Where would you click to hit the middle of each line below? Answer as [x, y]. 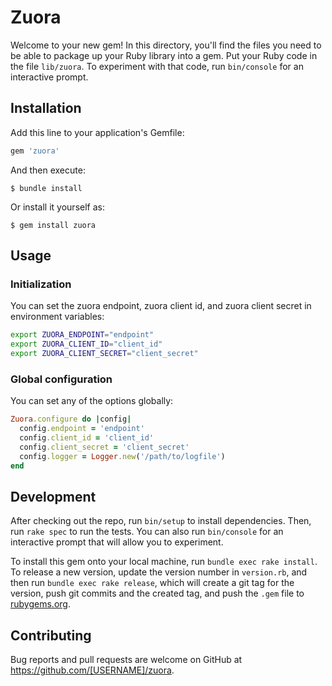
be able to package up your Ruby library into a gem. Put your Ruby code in [164, 55]
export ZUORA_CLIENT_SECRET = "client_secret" [104, 354]
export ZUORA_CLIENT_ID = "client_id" [86, 344]
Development [53, 496]
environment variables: [57, 317]
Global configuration [61, 379]
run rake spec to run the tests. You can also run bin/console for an [147, 532]
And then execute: [48, 170]
